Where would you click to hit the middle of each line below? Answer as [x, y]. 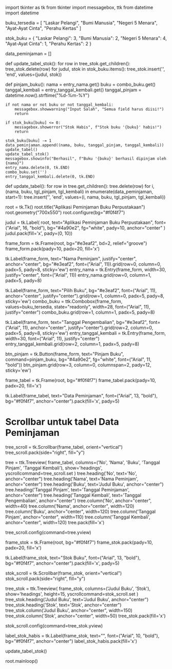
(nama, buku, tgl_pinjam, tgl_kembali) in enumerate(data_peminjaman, [79, 192]
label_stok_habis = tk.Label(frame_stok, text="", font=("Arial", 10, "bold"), [82, 636]
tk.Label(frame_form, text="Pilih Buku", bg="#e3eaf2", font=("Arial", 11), [81, 290]
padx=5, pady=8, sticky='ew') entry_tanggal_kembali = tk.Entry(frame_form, [85, 333]
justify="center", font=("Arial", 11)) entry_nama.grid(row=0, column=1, [78, 275]
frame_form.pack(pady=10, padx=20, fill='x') [53, 249]
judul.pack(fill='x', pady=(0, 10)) [39, 233]
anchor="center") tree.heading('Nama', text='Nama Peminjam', [72, 479]
